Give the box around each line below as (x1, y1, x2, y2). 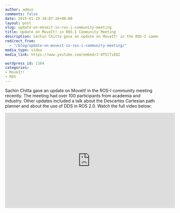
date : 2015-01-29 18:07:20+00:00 (5, 16, 73, 21)
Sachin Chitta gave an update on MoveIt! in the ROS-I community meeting (5, 88, 153, 93)
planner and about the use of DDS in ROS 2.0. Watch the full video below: (5, 103, 152, 109)
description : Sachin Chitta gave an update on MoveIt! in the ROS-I (5, 34, 147, 39)
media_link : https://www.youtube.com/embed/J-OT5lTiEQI (5, 52, 120, 57)
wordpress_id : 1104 (5, 61, 45, 66)
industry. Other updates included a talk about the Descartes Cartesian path (5, 98, 155, 104)
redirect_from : (5, 39, 36, 44)
